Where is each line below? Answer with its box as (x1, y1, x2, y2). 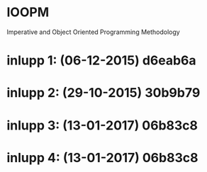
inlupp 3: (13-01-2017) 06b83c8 (6, 117, 198, 133)
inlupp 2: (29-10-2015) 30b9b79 (6, 85, 201, 101)
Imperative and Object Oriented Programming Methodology (6, 28, 180, 36)
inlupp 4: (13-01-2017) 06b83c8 (6, 149, 198, 166)
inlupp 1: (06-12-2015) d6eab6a (6, 52, 196, 69)
